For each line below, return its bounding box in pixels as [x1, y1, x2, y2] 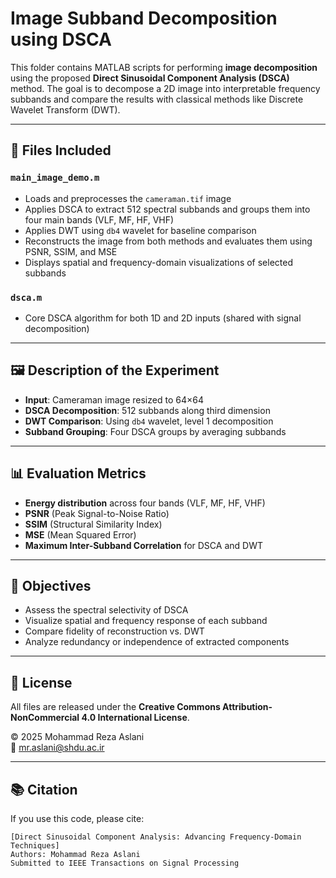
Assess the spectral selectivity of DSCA [24, 604, 189, 616]
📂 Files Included [10, 142, 112, 159]
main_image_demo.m [10, 172, 100, 184]
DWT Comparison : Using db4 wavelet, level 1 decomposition [24, 415, 274, 427]
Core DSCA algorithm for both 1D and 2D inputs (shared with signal [24, 312, 302, 324]
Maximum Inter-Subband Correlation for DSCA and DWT [24, 539, 263, 551]
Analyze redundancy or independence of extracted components [24, 636, 290, 648]
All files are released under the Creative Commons [10, 701, 221, 713]
